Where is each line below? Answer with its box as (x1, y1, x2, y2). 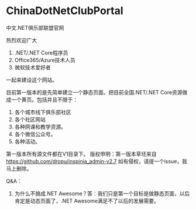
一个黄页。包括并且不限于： (11, 96, 78, 103)
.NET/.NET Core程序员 (14, 49, 68, 56)
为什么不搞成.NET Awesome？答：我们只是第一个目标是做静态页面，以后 (14, 189, 190, 197)
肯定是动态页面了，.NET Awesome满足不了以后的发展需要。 (14, 197, 160, 204)
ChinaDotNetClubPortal (6, 4, 124, 18)
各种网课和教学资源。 (14, 123, 66, 130)
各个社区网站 (14, 116, 46, 123)
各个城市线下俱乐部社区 (14, 109, 71, 116)
